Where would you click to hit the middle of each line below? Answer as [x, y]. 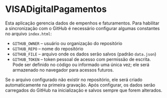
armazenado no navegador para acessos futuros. [63, 70]
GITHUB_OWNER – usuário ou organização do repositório [67, 43]
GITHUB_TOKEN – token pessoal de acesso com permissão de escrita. [82, 59]
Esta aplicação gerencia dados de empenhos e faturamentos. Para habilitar [82, 23]
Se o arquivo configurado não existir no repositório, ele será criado [74, 79]
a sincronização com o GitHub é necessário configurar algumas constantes [83, 28]
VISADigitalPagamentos [56, 9]
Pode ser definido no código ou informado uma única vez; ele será [81, 64]
